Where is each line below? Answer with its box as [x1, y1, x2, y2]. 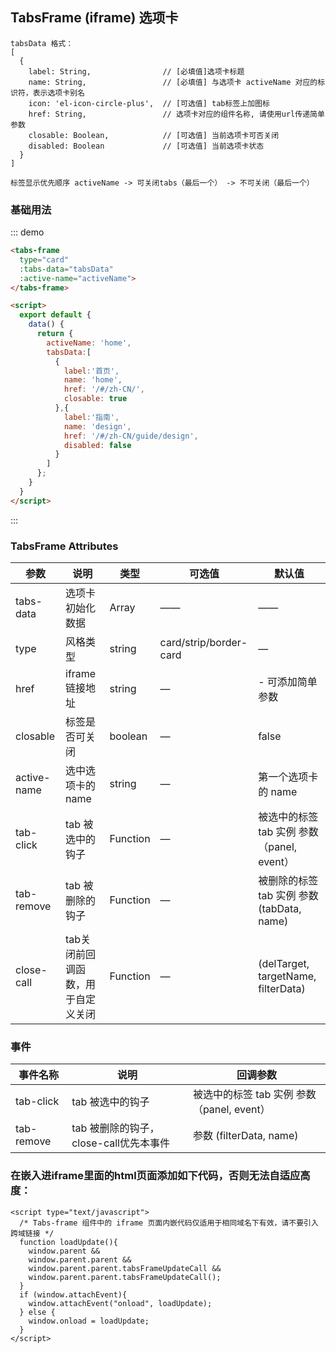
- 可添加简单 [258, 675, 318, 689]
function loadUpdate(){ [19, 1237, 118, 1247]
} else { [19, 1307, 56, 1317]
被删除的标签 [258, 874, 319, 888]
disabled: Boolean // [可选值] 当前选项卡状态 [28, 141, 265, 151]
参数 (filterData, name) [192, 1129, 299, 1143]
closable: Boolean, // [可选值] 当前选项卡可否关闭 [28, 130, 280, 140]
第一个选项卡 [258, 770, 319, 784]
